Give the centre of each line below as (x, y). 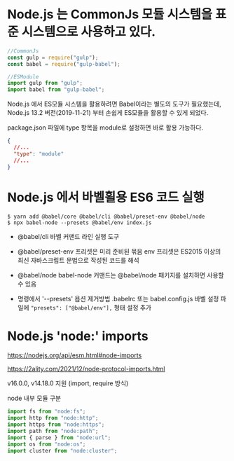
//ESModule (23, 77)
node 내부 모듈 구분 (34, 398)
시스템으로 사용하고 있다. (89, 32)
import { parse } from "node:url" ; (59, 438)
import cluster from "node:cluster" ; (62, 450)
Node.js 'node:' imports (78, 336)
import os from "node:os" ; (47, 444)
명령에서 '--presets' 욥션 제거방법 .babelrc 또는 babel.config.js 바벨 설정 (118, 298)
